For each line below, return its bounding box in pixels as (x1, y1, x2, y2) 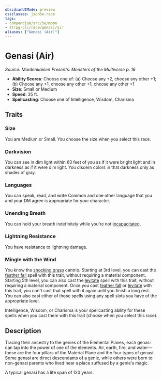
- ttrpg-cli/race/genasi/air (5, 25, 64, 30)
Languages (5, 181, 32, 188)
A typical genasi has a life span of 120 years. (5, 369, 94, 375)
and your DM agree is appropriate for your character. (5, 198, 110, 204)
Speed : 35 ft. (12, 91, 39, 97)
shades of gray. (5, 169, 36, 175)
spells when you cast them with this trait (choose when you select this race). (5, 313, 158, 318)
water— (136, 345, 152, 350)
